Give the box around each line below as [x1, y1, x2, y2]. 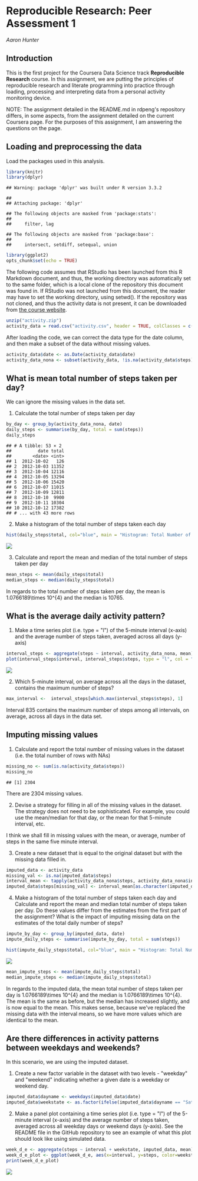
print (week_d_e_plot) [6, 1157, 60, 1163]
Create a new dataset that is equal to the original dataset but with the [14, 849, 183, 856]
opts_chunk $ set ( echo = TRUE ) [6, 258, 78, 264]
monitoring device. [6, 94, 52, 101]
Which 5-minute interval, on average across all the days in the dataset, [14, 678, 187, 685]
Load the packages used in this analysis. [6, 157, 105, 164]
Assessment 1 [6, 17, 76, 30]
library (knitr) [6, 169, 44, 175]
